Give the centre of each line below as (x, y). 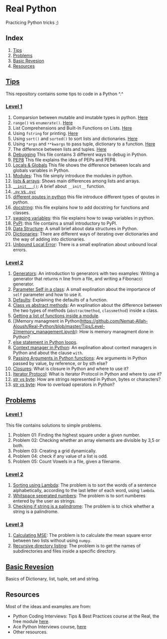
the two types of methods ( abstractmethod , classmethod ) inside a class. (85, 311)
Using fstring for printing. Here (45, 133)
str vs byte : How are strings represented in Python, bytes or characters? (87, 380)
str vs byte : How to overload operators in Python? (64, 384)
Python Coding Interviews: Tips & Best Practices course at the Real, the (86, 616)
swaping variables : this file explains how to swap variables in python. (83, 218)
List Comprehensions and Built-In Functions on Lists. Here (72, 128)
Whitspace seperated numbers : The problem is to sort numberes (79, 496)
